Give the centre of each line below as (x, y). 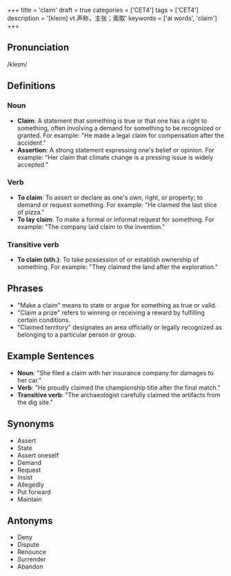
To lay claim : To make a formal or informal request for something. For (116, 219)
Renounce (32, 552)
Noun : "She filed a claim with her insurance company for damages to (115, 373)
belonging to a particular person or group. (77, 335)
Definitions (31, 86)
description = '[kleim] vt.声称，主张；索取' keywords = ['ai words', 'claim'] (112, 18)
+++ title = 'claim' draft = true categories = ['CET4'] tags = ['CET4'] (103, 10)
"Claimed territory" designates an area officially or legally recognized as (119, 327)
